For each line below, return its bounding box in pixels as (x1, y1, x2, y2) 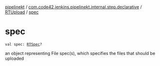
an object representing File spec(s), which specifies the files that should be (5, 50, 156, 56)
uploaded (5, 55, 24, 61)
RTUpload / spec (5, 9, 39, 15)
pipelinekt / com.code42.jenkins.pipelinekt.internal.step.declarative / (5, 4, 142, 10)
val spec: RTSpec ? (5, 42, 42, 47)
